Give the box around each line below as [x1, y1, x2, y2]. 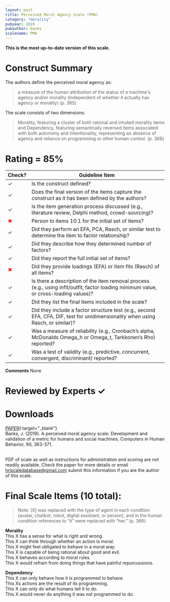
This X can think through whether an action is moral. [5, 538, 114, 544]
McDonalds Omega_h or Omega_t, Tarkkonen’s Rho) [31, 333, 156, 340]
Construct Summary [5, 63, 93, 74]
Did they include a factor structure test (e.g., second [31, 307, 155, 314]
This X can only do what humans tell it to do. [5, 585, 98, 592]
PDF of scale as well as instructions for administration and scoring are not [5, 456, 159, 462]
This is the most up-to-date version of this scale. [5, 45, 110, 51]
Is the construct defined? [31, 180, 91, 187]
